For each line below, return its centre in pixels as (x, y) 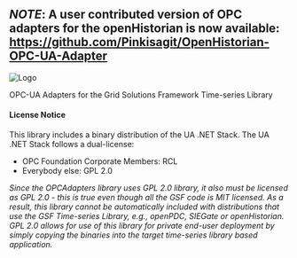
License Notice (38, 115)
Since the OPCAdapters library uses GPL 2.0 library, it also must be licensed (148, 188)
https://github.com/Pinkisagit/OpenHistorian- (140, 42)
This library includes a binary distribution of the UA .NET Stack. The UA (140, 135)
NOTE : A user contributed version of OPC (125, 15)
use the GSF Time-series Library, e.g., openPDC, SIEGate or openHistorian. (147, 216)
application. (31, 245)
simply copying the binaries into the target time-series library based (134, 235)
